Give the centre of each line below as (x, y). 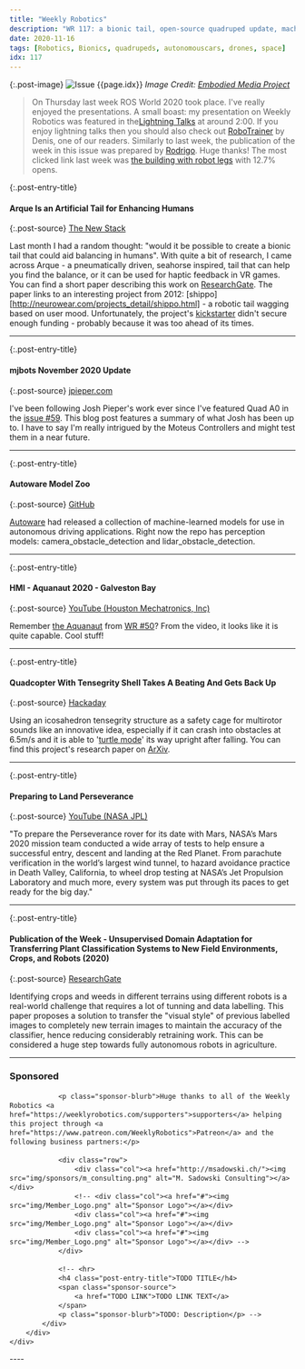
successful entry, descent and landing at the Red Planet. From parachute (146, 854)
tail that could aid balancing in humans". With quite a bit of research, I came (151, 255)
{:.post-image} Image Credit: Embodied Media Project (150, 85)
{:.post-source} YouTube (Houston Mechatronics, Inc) (110, 608)
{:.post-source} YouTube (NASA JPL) (79, 816)
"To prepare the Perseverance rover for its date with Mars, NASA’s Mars (143, 834)
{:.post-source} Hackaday (58, 703)
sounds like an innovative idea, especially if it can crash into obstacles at (145, 730)
